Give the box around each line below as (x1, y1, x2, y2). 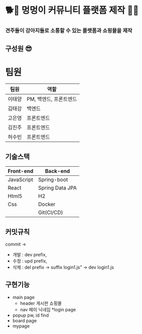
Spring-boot (38, 176, 68, 183)
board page (12, 317, 37, 323)
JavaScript (8, 176, 34, 183)
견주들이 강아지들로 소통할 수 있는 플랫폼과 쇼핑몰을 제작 (5, 27, 132, 34)
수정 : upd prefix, (12, 258, 47, 264)
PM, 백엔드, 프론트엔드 (27, 96, 77, 103)
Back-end (45, 168, 70, 175)
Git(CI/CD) (38, 209, 63, 216)
